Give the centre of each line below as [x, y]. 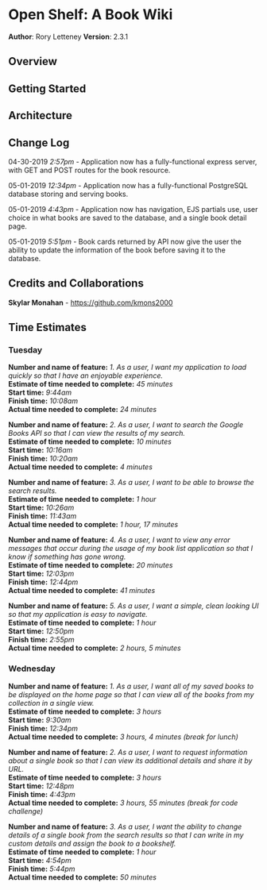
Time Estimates [48, 327]
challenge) [26, 811]
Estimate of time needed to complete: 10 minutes [90, 441]
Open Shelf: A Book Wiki [91, 15]
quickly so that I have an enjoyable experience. [85, 376]
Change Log [39, 143]
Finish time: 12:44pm [43, 582]
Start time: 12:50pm [41, 631]
